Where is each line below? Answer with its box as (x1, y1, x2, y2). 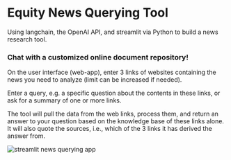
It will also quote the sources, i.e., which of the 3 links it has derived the (7, 125, 212, 133)
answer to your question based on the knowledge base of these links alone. (7, 117, 225, 125)
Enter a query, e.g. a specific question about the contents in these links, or (7, 89, 221, 98)
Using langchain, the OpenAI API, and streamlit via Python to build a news (7, 28, 218, 36)
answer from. (7, 132, 46, 140)
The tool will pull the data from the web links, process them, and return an (7, 109, 219, 118)
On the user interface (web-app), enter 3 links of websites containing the (7, 68, 217, 77)
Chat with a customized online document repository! (7, 52, 189, 62)
